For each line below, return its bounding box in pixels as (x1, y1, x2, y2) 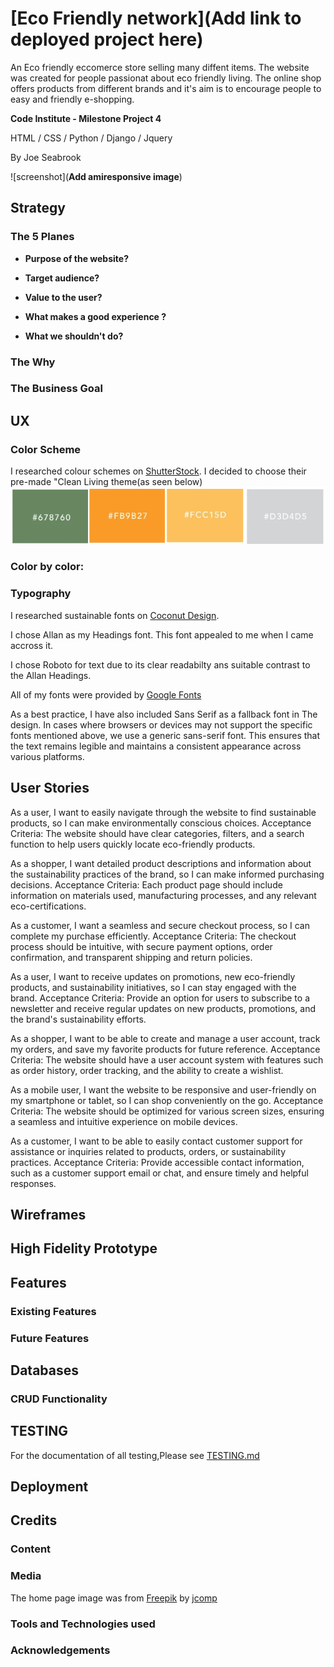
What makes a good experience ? (24, 310, 167, 322)
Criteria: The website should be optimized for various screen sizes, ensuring (10, 1105, 325, 1117)
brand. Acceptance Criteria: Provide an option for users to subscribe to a (10, 992, 311, 1004)
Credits (10, 1512, 58, 1529)
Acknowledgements (10, 1643, 111, 1657)
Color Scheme (10, 442, 82, 456)
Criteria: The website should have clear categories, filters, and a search (10, 827, 305, 839)
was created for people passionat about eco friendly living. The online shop (10, 72, 322, 84)
